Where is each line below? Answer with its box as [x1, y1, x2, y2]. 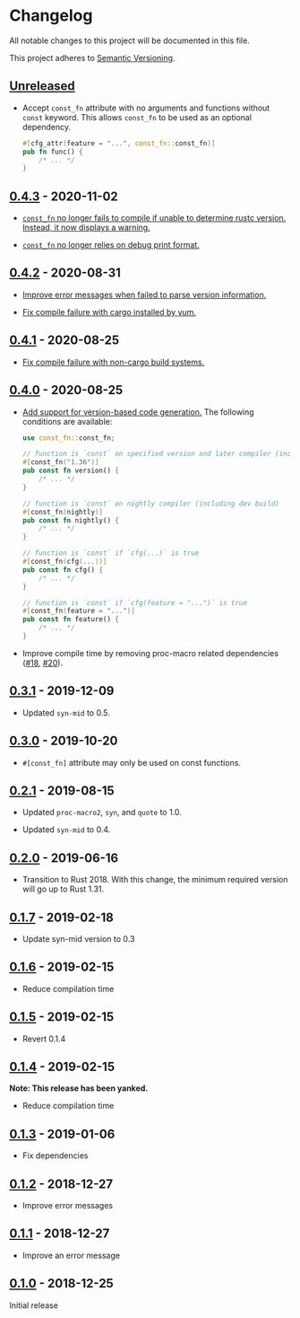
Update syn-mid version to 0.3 [21, 933, 135, 944]
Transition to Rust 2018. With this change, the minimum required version [21, 874, 288, 885]
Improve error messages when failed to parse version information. [21, 289, 267, 300]
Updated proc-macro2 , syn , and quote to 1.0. [21, 807, 182, 818]
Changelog [9, 5, 93, 26]
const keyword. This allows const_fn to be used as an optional [21, 111, 253, 122]
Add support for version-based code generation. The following [21, 406, 254, 417]
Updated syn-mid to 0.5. [21, 707, 110, 718]
